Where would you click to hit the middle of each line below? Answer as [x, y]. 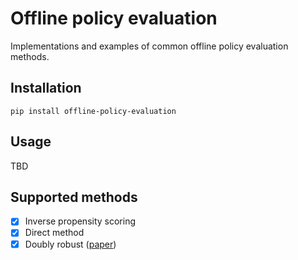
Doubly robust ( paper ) [70, 244]
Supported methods [74, 197]
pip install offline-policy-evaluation [93, 111]
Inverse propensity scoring [80, 221]
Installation [46, 88]
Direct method [54, 233]
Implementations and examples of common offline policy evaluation [149, 46]
